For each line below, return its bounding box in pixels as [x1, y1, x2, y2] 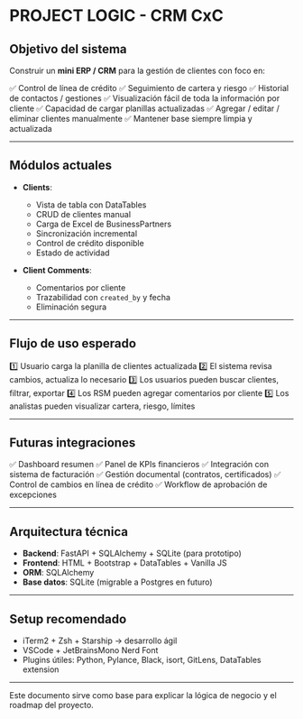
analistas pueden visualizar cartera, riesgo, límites [9, 401, 196, 411]
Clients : [22, 181, 52, 192]
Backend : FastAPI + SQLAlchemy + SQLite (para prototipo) [22, 548, 242, 559]
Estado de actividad [35, 247, 110, 258]
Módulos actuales [9, 158, 113, 173]
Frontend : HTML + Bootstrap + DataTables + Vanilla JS [22, 558, 227, 568]
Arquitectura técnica [9, 524, 129, 539]
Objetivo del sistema [9, 41, 128, 57]
